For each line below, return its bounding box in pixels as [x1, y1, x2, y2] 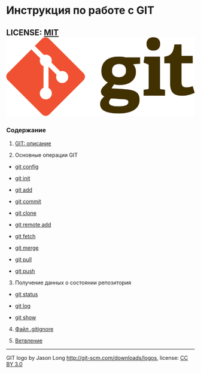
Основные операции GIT [14, 151, 78, 159]
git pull [14, 256, 32, 263]
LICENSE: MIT [6, 28, 59, 38]
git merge [14, 244, 39, 251]
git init [14, 174, 31, 181]
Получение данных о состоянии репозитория [14, 279, 132, 286]
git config [14, 163, 39, 170]
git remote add [14, 221, 51, 228]
